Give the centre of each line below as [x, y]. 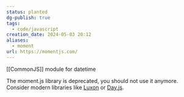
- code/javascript [35, 29]
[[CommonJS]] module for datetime [51, 69]
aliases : [17, 40]
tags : [13, 23]
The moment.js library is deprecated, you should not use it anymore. [92, 81]
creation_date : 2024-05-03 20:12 [49, 35]
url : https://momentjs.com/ [42, 52]
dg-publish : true [28, 18]
